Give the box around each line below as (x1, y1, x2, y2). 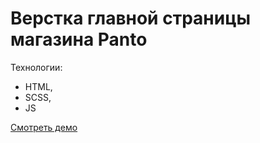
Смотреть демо (10, 121, 78, 133)
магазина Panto (10, 28, 148, 51)
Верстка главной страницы (10, 7, 252, 30)
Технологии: (10, 61, 63, 73)
